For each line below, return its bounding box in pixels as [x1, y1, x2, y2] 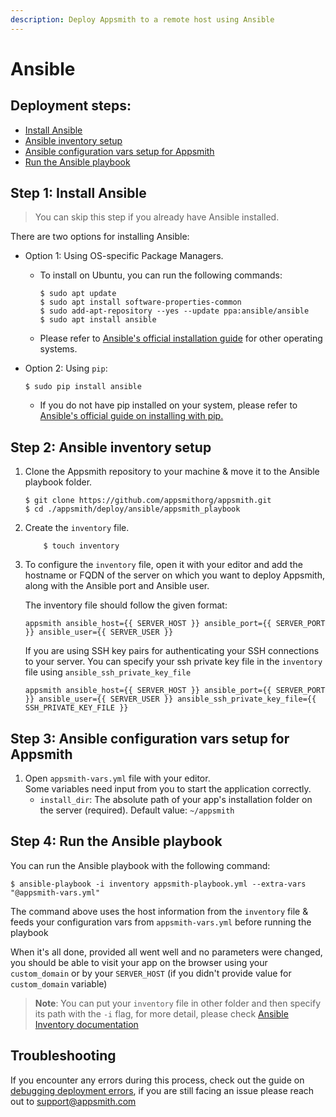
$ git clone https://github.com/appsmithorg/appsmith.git [24, 496, 272, 506]
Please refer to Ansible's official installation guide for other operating [39, 332, 323, 345]
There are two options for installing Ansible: [10, 231, 190, 243]
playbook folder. [24, 476, 93, 488]
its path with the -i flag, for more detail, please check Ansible [34, 1007, 289, 1020]
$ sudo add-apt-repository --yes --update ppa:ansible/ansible [39, 306, 310, 316]
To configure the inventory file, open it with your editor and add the [24, 559, 303, 571]
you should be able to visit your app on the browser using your [10, 956, 268, 968]
